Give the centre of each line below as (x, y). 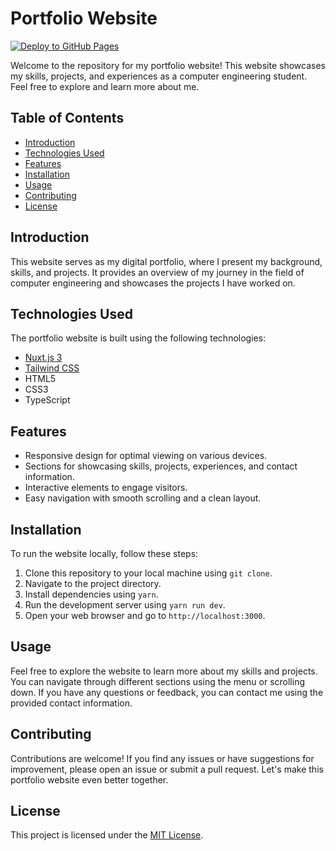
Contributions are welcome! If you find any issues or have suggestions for (162, 758)
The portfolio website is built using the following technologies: (138, 338)
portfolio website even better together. (89, 779)
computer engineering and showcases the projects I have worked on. (153, 283)
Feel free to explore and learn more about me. (105, 86)
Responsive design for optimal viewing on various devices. (146, 456)
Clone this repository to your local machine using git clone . (148, 573)
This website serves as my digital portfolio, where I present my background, (166, 261)
